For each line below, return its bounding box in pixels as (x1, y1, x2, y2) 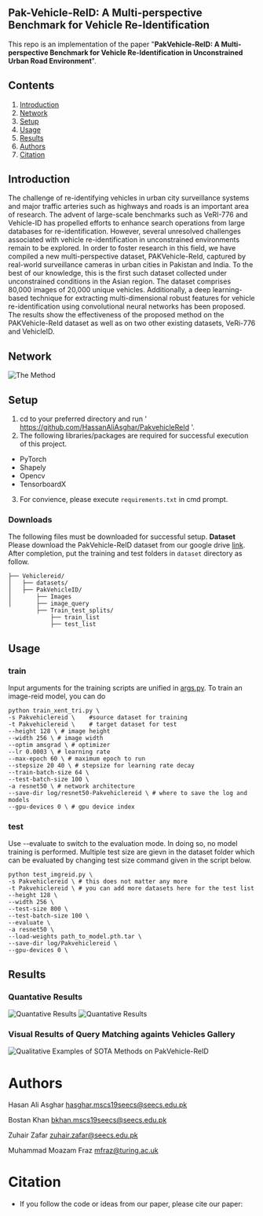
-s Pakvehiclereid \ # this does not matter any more (8, 877, 188, 886)
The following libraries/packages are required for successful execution (19, 431, 249, 441)
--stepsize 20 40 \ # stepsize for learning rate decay (8, 762, 195, 770)
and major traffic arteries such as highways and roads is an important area (8, 202, 249, 211)
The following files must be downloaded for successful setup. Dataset (8, 532, 236, 541)
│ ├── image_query (8, 600, 89, 608)
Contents (8, 79, 55, 93)
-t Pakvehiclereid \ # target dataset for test (8, 720, 177, 729)
